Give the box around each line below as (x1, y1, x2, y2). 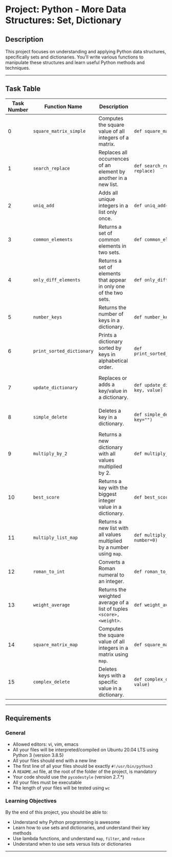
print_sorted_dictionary (33, 348, 94, 354)
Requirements (5, 714, 51, 723)
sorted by (98, 344, 122, 351)
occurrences (98, 155, 130, 162)
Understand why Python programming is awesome (12, 819, 120, 825)
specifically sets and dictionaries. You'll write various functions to (5, 54, 144, 60)
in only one (98, 283, 125, 290)
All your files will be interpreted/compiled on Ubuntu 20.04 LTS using (12, 746, 159, 752)
